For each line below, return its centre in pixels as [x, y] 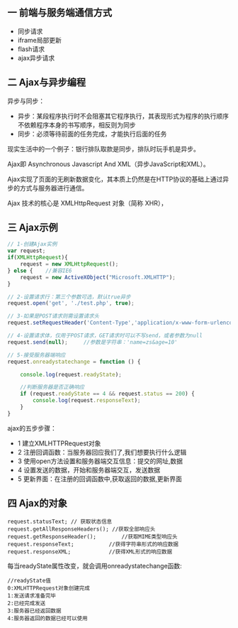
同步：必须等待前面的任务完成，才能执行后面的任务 [92, 134]
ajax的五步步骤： [32, 428]
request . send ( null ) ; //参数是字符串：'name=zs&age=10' [92, 342]
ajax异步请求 [36, 58]
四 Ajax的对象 [37, 503]
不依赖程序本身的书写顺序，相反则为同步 [76, 125]
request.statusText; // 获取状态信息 [59, 521]
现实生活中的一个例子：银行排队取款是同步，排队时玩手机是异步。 [103, 148]
